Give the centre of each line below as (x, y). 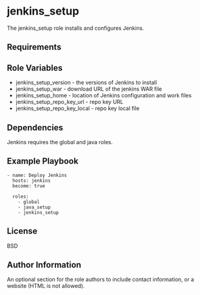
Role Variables (35, 68)
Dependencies (35, 127)
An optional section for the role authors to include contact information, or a (101, 279)
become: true (29, 186)
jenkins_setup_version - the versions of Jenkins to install (86, 83)
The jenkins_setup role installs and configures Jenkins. (76, 28)
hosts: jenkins (32, 181)
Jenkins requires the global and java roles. (60, 142)
